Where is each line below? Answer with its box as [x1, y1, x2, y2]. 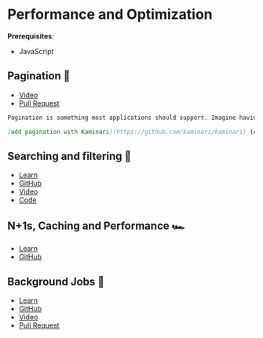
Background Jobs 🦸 [7, 274, 105, 288]
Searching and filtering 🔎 [7, 149, 132, 162]
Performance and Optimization [7, 5, 213, 24]
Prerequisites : [7, 31, 54, 41]
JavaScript [18, 46, 54, 56]
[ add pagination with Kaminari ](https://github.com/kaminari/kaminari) [7, 128, 247, 136]
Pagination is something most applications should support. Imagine [7, 114, 236, 122]
